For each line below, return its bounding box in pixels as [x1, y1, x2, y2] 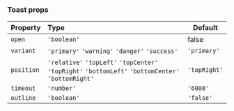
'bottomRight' [47, 75, 94, 83]
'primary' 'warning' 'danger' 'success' [47, 47, 178, 55]
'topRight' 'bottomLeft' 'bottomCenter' [47, 68, 180, 75]
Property [10, 23, 41, 33]
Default [192, 23, 218, 33]
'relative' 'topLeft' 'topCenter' [47, 59, 159, 67]
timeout [10, 84, 36, 92]
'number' [47, 84, 77, 92]
